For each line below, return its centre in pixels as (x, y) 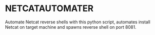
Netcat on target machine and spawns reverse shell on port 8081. (71, 27)
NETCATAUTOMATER (49, 9)
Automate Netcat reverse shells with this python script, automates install (78, 22)
